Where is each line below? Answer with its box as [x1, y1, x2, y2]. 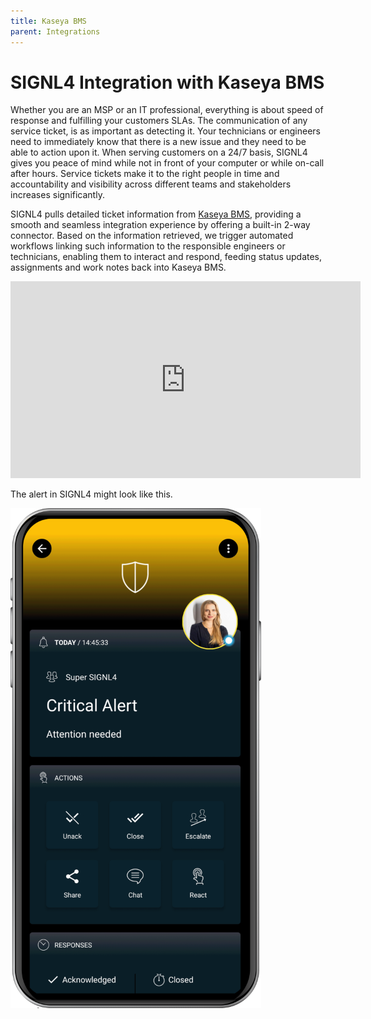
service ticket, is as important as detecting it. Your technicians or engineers [10, 125, 321, 137]
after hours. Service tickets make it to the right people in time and [10, 168, 280, 180]
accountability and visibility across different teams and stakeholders [10, 178, 292, 190]
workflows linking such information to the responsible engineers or [10, 240, 286, 252]
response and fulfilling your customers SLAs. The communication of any [10, 115, 308, 127]
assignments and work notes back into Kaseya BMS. [10, 261, 227, 274]
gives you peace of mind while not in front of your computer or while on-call [10, 157, 325, 169]
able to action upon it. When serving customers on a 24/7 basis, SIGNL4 [10, 146, 308, 159]
